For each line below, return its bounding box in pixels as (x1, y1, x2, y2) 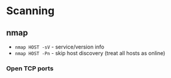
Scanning (6, 4, 55, 18)
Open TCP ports (6, 64, 54, 72)
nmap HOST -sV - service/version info (14, 43, 105, 50)
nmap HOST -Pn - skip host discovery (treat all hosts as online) (14, 50, 166, 57)
